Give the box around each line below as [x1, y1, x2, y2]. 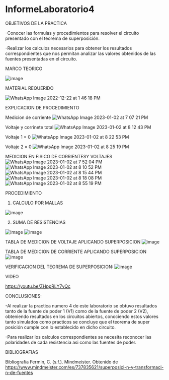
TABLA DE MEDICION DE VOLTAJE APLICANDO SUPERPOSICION [5, 238, 141, 245]
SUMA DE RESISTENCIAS [12, 219, 66, 225]
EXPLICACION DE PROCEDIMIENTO [5, 104, 79, 110]
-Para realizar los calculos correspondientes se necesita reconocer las [5, 334, 152, 340]
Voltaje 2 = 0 [5, 144, 32, 150]
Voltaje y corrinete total [5, 124, 54, 130]
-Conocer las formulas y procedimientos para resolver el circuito [5, 30, 139, 36]
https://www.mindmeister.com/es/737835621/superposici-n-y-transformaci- [5, 364, 164, 370]
